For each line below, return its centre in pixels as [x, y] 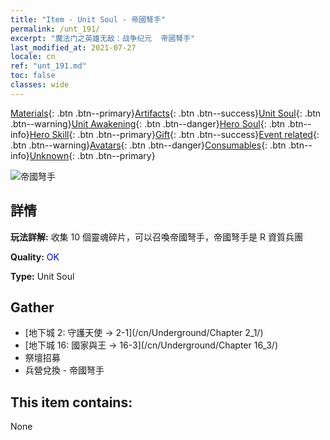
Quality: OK [35, 257]
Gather [32, 307]
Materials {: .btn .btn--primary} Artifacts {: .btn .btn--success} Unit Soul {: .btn [166, 113]
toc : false [33, 76]
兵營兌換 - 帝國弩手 [64, 370]
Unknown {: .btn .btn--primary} [92, 155]
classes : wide [40, 85]
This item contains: [71, 402]
